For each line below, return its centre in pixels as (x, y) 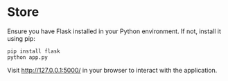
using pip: (21, 38)
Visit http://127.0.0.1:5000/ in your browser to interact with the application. (112, 70)
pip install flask (34, 51)
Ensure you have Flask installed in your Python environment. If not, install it (114, 31)
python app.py (28, 57)
